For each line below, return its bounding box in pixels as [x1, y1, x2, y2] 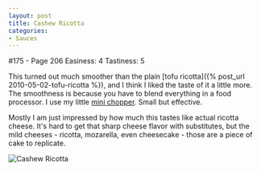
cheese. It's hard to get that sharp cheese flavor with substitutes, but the [8, 121, 250, 131]
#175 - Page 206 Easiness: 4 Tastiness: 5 [8, 56, 145, 66]
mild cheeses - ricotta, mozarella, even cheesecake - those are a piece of [8, 130, 253, 140]
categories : [8, 26, 48, 35]
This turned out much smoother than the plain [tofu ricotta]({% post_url [8, 71, 246, 81]
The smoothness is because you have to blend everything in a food [8, 89, 232, 99]
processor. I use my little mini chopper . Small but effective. [8, 97, 203, 107]
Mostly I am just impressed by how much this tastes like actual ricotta [8, 113, 239, 123]
